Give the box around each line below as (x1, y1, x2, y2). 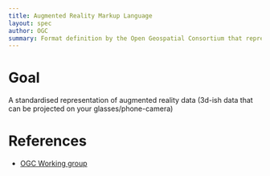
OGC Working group (19, 158, 88, 169)
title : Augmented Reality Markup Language (8, 11, 153, 20)
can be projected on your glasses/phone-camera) (8, 104, 174, 113)
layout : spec (8, 19, 52, 27)
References (8, 132, 87, 150)
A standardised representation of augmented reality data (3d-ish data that (8, 96, 253, 105)
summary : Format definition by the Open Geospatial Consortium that (8, 34, 243, 43)
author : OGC (8, 27, 48, 35)
